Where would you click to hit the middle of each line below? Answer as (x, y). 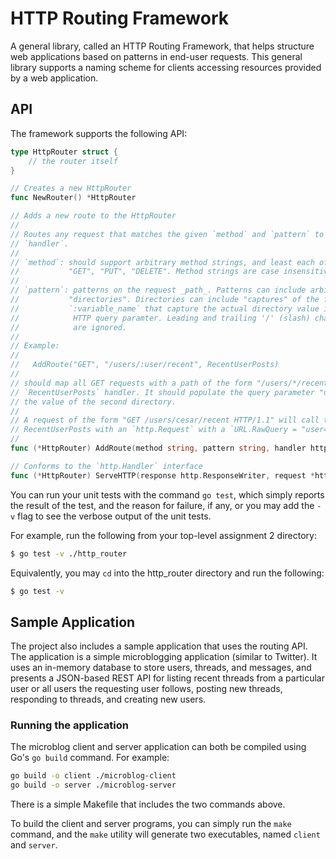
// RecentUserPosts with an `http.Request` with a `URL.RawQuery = (154, 430)
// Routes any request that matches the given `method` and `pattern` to (167, 234)
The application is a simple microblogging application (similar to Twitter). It (164, 657)
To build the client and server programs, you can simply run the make (151, 824)
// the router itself (73, 161)
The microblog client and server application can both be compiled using (158, 747)
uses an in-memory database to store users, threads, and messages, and (161, 668)
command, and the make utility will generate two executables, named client (165, 834)
